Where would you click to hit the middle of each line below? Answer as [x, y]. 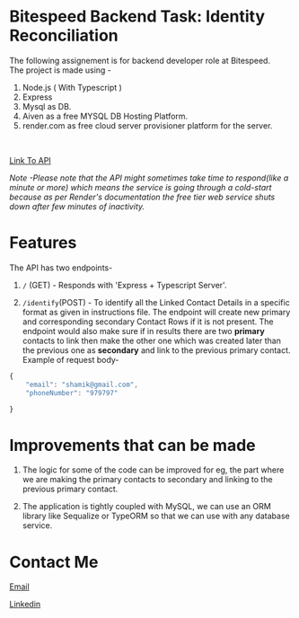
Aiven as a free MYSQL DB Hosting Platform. [105, 116]
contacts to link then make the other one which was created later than [151, 340]
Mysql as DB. [47, 106]
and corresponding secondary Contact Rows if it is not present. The [148, 322]
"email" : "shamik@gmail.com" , [82, 384]
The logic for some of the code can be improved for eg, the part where [153, 470]
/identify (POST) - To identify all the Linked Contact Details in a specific [156, 302]
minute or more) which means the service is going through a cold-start [141, 187]
